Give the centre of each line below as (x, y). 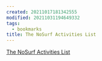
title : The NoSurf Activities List (51, 35)
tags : (13, 23)
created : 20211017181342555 (42, 12)
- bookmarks (27, 29)
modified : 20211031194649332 (43, 18)
